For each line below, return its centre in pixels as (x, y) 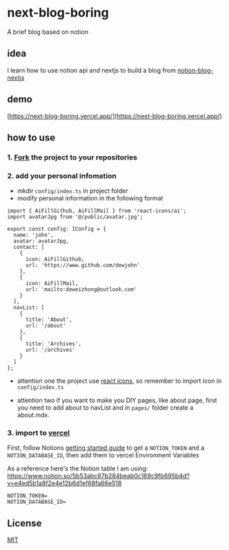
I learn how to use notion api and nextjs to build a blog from (91, 70)
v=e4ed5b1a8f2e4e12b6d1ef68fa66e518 (64, 483)
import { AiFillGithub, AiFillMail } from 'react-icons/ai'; (97, 211)
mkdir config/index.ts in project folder (73, 191)
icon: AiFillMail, (52, 284)
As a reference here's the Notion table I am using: (78, 468)
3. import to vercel (39, 433)
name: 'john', (33, 235)
